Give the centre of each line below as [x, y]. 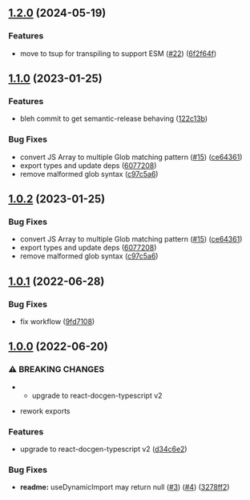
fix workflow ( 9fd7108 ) [57, 322]
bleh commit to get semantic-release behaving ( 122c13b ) [114, 118]
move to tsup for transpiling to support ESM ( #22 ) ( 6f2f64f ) [118, 53]
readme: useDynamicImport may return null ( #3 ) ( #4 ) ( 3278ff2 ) [125, 487]
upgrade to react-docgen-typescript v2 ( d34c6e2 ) [103, 449]
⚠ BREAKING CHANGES [56, 370]
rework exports [45, 410]
